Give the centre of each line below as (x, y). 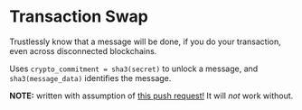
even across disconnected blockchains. (83, 50)
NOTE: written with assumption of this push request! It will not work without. (151, 96)
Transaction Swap (79, 17)
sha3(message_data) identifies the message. (90, 78)
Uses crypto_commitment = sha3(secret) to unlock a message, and (134, 69)
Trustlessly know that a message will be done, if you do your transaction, (146, 41)
